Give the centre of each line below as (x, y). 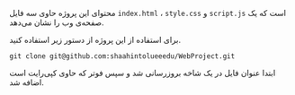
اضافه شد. (27, 82)
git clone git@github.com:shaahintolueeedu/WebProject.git (122, 56)
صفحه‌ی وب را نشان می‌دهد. (57, 22)
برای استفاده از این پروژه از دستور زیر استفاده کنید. (95, 40)
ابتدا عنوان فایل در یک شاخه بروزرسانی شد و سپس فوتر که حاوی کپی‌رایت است (143, 73)
